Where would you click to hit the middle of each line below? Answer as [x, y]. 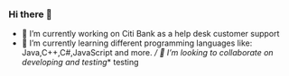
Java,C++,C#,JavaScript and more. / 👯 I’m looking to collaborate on [147, 53]
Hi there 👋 [31, 14]
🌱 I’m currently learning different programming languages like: [137, 43]
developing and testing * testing [80, 63]
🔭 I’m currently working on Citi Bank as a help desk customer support [150, 34]
